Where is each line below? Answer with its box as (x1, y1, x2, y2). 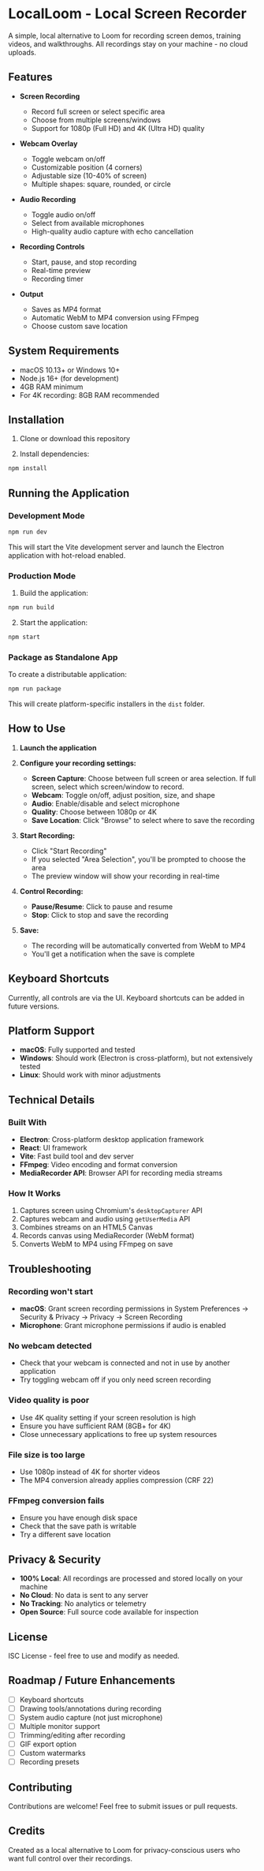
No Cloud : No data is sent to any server (19, 1591, 149, 1600)
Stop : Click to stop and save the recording (31, 910, 169, 919)
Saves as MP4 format (31, 305, 102, 314)
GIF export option (19, 1739, 77, 1749)
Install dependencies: (19, 449, 90, 458)
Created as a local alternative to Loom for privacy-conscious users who (8, 1845, 240, 1854)
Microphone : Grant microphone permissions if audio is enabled (19, 1321, 226, 1330)
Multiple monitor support (19, 1721, 100, 1731)
